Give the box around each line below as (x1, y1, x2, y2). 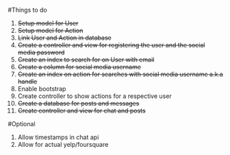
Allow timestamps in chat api (17, 133, 99, 141)
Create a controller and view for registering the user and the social (17, 41, 205, 49)
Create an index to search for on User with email (17, 56, 155, 64)
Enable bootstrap (17, 85, 66, 93)
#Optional (8, 120, 36, 128)
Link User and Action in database (17, 34, 112, 42)
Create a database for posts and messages (17, 99, 140, 107)
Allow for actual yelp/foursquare (17, 141, 109, 148)
